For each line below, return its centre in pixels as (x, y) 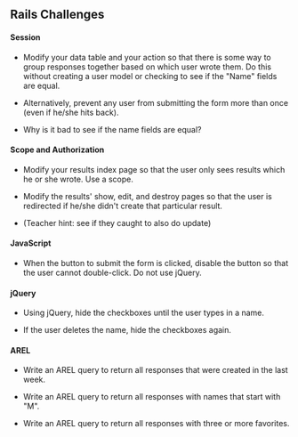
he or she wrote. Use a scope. (78, 179)
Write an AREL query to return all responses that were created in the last (155, 370)
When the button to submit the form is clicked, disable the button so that (155, 263)
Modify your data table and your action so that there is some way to (147, 57)
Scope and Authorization (57, 150)
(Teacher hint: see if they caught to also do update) (117, 223)
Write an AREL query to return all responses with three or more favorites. (156, 424)
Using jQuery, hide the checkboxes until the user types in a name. (144, 313)
